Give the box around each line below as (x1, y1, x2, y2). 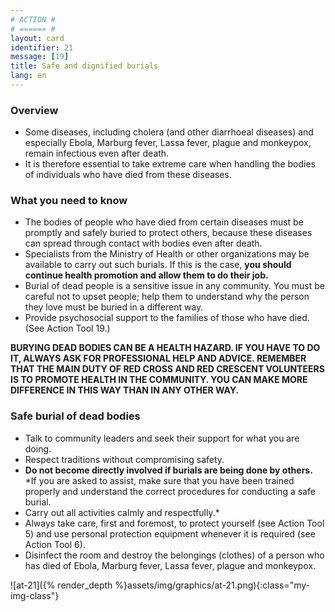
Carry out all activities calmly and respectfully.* (24, 506, 220, 518)
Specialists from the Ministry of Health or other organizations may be (24, 248, 310, 260)
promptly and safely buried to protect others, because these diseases (24, 227, 313, 239)
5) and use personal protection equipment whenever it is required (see (24, 527, 316, 540)
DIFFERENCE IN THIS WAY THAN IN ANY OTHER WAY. (10, 384, 239, 396)
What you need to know (10, 194, 128, 208)
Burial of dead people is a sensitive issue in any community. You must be (24, 280, 325, 292)
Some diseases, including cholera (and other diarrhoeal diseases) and (24, 126, 314, 138)
